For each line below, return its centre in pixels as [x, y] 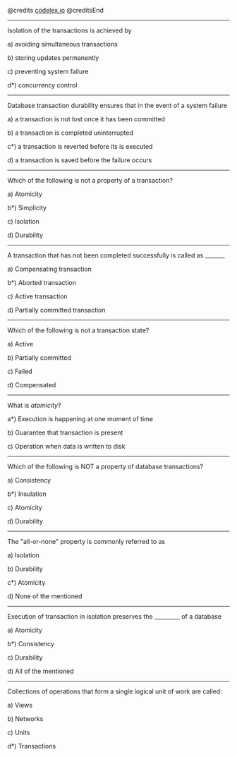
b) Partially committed [39, 358]
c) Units [19, 732]
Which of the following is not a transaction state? [78, 330]
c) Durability [25, 658]
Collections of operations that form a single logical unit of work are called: [115, 691]
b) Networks [25, 719]
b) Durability [25, 569]
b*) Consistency [31, 644]
